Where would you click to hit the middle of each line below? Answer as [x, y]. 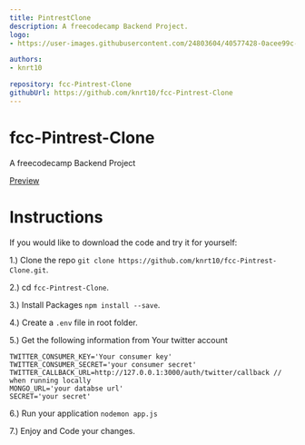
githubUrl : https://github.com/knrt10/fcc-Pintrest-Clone [121, 93]
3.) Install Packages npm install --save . [85, 304]
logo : [20, 35]
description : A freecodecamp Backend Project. [99, 26]
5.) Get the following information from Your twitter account [119, 340]
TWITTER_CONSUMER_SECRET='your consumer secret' [103, 364]
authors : [26, 60]
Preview [25, 180]
